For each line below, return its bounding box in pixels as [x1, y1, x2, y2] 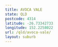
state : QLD [5, 12, 27, 17]
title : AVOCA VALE [5, 7, 42, 12]
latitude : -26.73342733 [5, 21, 54, 26]
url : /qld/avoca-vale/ [5, 30, 51, 35]
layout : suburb [5, 35, 36, 40]
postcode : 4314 [5, 16, 36, 21]
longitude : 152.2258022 [5, 25, 54, 30]
